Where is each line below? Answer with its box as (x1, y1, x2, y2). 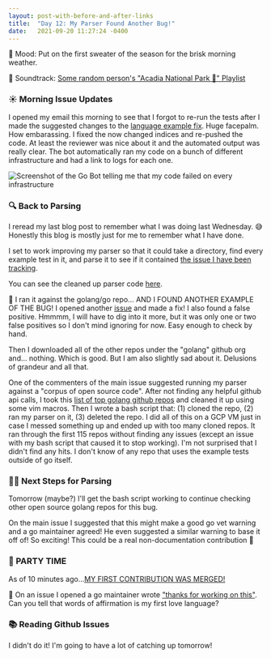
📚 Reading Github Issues (8, 619, 110, 630)
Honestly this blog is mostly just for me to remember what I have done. (8, 230, 244, 240)
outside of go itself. (8, 455, 73, 464)
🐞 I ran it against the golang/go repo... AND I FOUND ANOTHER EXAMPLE (8, 294, 254, 304)
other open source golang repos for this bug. (8, 502, 159, 512)
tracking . (8, 263, 38, 272)
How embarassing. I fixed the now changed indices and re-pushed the (8, 129, 243, 139)
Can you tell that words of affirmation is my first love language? (8, 598, 220, 608)
